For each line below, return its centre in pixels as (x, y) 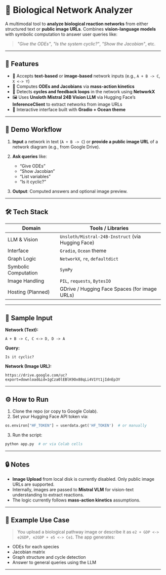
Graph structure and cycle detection (49, 557)
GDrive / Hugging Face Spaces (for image (108, 289)
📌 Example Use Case (38, 520)
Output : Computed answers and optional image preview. (70, 191)
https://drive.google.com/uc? (36, 375)
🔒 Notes (17, 465)
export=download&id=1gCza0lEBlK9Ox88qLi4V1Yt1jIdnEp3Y (63, 380)
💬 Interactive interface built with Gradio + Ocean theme (69, 109)
